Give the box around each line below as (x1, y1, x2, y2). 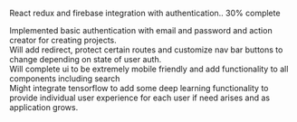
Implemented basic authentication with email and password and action (9, 25, 273, 35)
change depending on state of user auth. (9, 54, 162, 64)
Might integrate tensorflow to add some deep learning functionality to (9, 83, 269, 93)
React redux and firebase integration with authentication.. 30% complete (9, 8, 281, 18)
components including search (9, 73, 120, 84)
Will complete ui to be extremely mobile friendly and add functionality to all (9, 63, 289, 74)
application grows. (9, 102, 79, 112)
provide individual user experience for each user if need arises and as (9, 92, 271, 103)
